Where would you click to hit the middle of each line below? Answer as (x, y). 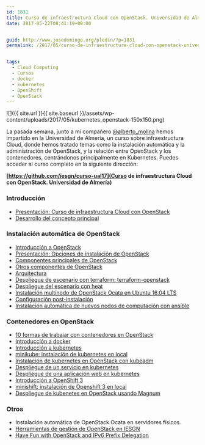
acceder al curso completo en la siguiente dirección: (72, 164)
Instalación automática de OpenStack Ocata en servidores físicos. (98, 422)
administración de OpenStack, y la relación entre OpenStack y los (89, 151)
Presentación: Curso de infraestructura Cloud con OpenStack (92, 211)
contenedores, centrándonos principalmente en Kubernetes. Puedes (92, 158)
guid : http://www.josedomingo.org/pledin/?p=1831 (71, 40)
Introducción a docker (43, 341)
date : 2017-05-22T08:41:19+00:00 (49, 23)
